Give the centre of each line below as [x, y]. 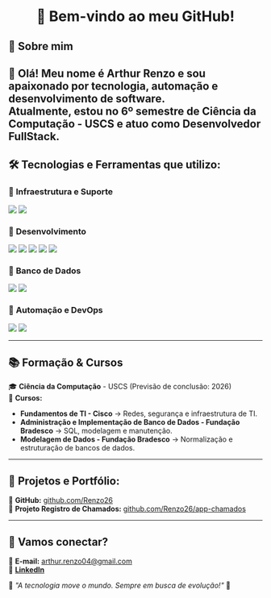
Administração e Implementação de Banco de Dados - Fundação [130, 422]
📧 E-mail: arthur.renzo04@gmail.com [71, 561]
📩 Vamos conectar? [58, 542]
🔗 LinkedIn [27, 569]
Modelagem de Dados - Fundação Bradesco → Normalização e [126, 439]
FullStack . [34, 136]
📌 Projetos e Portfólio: [64, 481]
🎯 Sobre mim [41, 46]
